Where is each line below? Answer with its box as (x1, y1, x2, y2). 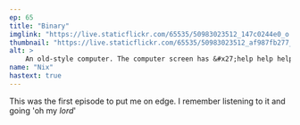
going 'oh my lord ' (9, 104, 77, 116)
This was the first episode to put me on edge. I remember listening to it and (9, 96, 286, 106)
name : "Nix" (9, 63, 54, 72)
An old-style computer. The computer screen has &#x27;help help (25, 54, 274, 63)
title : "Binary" (9, 21, 70, 30)
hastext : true (9, 71, 62, 80)
